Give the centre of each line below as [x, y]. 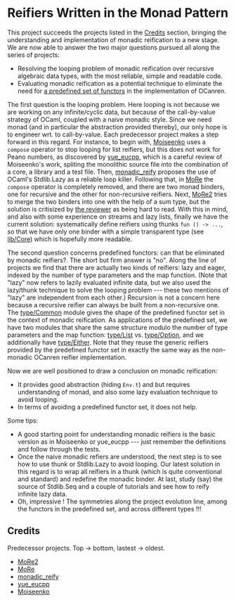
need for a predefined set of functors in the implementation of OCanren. [122, 91]
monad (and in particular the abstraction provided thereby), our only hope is [117, 127]
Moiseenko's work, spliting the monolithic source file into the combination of [118, 164]
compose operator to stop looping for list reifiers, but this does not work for [114, 149]
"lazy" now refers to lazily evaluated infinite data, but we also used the [109, 282]
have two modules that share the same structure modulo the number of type [118, 327]
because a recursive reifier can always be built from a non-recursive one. [113, 305]
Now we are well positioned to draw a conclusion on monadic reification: [112, 371]
